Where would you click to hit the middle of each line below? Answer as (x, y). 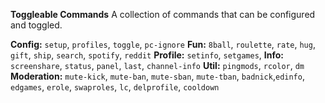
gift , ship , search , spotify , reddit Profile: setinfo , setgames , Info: (147, 55)
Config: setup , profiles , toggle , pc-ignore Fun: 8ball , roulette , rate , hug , (163, 44)
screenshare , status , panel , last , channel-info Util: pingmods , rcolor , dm (157, 65)
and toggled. (36, 25)
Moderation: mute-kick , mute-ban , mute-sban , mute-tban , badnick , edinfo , (157, 76)
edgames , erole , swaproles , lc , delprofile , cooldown (115, 87)
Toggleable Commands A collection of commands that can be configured (163, 14)
